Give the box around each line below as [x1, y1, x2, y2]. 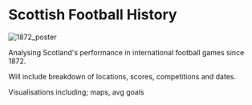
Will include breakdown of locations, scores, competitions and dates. [8, 71, 237, 81]
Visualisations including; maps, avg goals [8, 87, 144, 97]
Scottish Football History [8, 6, 177, 24]
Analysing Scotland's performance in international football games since [8, 47, 245, 57]
